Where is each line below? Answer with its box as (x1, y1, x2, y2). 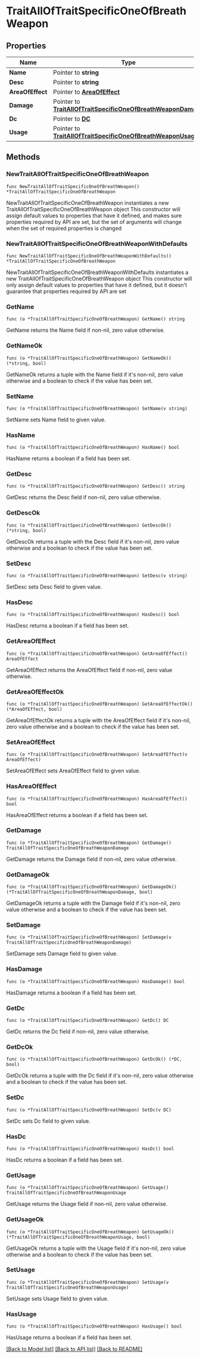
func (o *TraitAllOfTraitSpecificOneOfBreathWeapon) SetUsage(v (6, 1279, 169, 1285)
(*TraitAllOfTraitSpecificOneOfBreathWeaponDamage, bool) (6, 889, 153, 895)
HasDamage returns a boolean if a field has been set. (6, 989, 137, 996)
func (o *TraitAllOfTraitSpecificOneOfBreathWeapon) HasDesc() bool (6, 612, 180, 618)
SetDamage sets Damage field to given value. (6, 950, 118, 957)
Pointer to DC (53, 115, 91, 123)
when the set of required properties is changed (6, 224, 122, 232)
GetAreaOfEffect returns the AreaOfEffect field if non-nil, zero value (6, 666, 173, 673)
